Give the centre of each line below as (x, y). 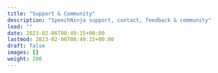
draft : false (26, 46)
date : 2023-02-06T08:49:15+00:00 (56, 33)
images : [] (23, 53)
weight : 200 (25, 59)
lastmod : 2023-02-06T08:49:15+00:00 (61, 40)
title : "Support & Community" (52, 14)
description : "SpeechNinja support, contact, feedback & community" (109, 20)
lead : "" (20, 26)
